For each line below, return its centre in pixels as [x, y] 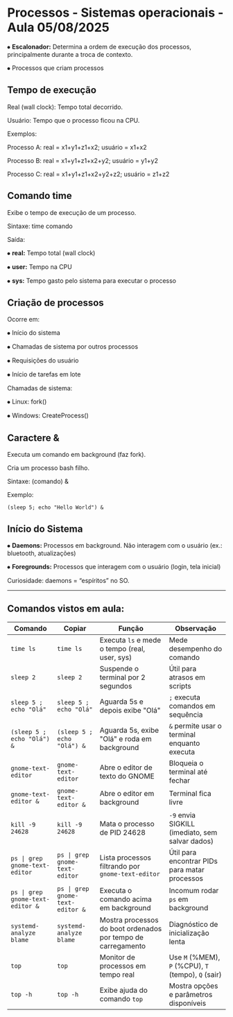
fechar [180, 780]
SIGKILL [182, 824]
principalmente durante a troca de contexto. [70, 54]
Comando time [40, 196]
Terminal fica [190, 793]
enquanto [184, 743]
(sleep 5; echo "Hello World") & [55, 507]
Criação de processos [55, 303]
